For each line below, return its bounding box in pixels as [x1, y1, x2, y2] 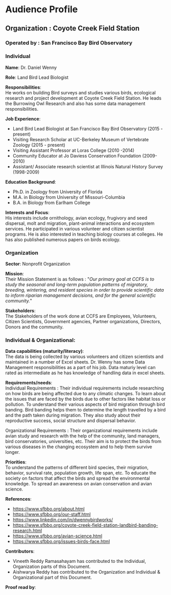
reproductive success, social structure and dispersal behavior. [5, 418, 136, 424]
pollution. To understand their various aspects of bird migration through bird [5, 401, 165, 407]
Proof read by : [5, 584, 36, 590]
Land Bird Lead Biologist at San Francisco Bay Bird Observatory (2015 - [12, 125, 163, 132]
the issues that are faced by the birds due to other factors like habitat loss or [5, 396, 166, 402]
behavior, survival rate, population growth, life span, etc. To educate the [5, 470, 157, 476]
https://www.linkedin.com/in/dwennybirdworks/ [12, 516, 113, 523]
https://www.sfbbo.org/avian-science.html [12, 533, 103, 539]
